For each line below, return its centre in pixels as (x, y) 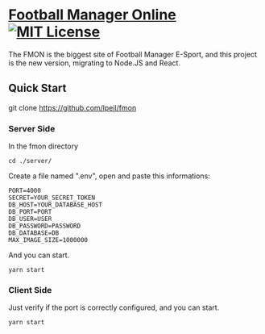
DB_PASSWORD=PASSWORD (45, 226)
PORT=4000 (25, 191)
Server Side (32, 128)
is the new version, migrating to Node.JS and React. (95, 63)
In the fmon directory (43, 146)
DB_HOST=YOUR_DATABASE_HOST (56, 205)
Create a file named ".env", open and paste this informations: (110, 176)
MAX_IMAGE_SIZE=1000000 (48, 240)
